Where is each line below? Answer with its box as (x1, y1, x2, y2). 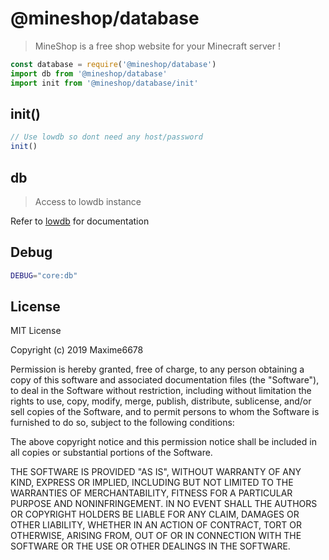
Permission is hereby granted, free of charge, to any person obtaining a (10, 363, 305, 376)
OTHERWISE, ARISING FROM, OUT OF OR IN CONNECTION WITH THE (10, 530, 302, 542)
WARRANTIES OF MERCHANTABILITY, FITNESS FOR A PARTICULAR (10, 487, 293, 499)
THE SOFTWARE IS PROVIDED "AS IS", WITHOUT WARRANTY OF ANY (10, 466, 302, 478)
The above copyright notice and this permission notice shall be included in (10, 436, 317, 448)
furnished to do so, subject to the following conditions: (10, 417, 235, 429)
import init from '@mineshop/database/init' (10, 78, 199, 88)
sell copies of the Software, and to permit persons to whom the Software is (10, 406, 320, 418)
